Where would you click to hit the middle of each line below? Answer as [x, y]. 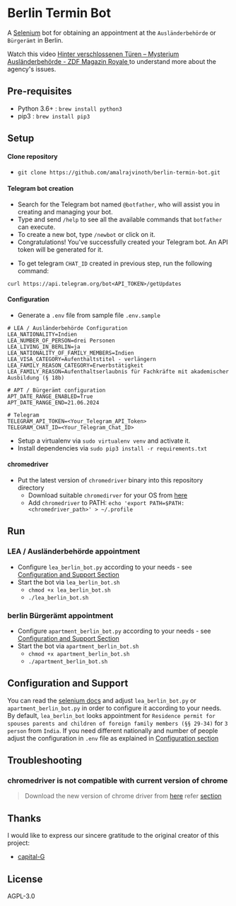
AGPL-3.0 [21, 896]
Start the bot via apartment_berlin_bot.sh [78, 646]
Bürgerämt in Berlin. [35, 40]
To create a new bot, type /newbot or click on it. [86, 234]
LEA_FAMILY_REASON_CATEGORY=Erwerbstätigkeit [75, 365]
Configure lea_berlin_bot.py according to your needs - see [105, 567]
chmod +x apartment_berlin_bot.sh [79, 654]
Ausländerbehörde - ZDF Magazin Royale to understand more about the [112, 61]
